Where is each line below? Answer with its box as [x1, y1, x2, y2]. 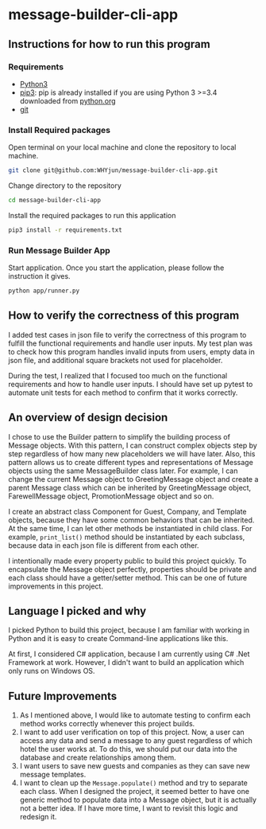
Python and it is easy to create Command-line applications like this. [8, 634, 229, 643]
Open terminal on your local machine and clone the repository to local [8, 143, 237, 152]
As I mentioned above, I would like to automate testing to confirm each [19, 710, 251, 720]
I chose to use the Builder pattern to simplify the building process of [8, 432, 230, 441]
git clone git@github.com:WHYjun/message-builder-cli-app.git [8, 166, 218, 174]
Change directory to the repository [8, 181, 121, 190]
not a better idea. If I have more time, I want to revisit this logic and [19, 804, 238, 813]
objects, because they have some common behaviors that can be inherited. [8, 515, 255, 525]
